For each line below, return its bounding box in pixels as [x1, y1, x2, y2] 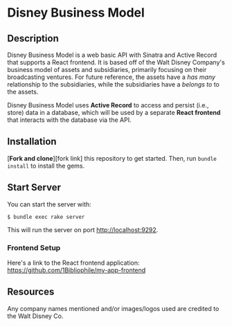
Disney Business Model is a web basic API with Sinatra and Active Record [7, 51, 217, 59]
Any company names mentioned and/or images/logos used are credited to [7, 304, 220, 312]
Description [7, 33, 59, 44]
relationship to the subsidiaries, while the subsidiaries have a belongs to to [7, 80, 220, 88]
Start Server [7, 182, 61, 193]
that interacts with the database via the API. [7, 116, 132, 124]
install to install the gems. [7, 161, 85, 170]
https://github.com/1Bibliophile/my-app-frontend [7, 265, 146, 274]
